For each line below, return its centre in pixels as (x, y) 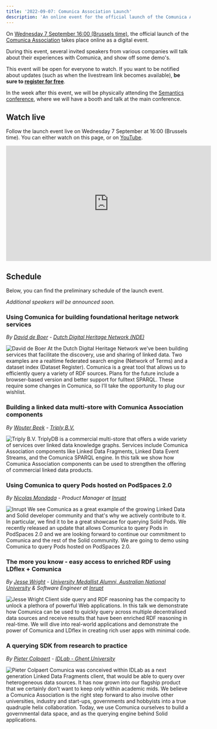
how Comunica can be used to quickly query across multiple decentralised (96, 612)
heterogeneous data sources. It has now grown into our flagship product (93, 682)
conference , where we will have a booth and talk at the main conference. (94, 99)
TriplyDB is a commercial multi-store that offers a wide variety (112, 439)
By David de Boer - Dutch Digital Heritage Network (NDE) (75, 337)
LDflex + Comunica (34, 569)
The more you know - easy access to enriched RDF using (88, 561)
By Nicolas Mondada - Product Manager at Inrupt (66, 498)
